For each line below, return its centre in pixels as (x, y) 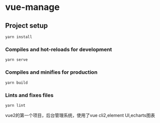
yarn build (16, 83)
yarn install (19, 37)
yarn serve (16, 60)
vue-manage (32, 7)
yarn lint (15, 105)
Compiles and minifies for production (51, 72)
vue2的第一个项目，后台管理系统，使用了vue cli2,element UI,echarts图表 (80, 115)
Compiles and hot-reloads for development (59, 49)
